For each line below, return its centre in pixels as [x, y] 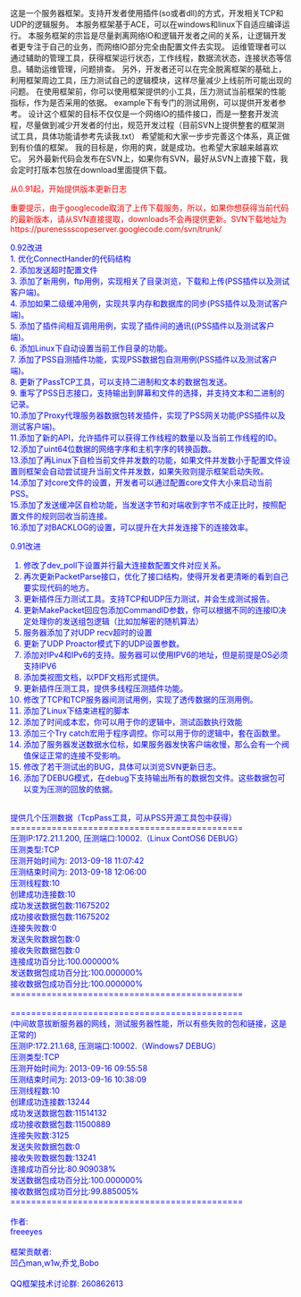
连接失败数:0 [33, 928]
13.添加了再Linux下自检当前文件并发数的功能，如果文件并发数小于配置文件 [146, 460]
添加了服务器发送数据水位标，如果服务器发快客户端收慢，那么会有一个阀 [156, 744]
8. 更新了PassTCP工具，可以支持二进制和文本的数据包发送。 [121, 382]
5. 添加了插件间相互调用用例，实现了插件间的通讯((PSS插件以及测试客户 [142, 326]
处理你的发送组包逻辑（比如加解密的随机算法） [117, 621]
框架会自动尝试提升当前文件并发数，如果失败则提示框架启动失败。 [147, 471]
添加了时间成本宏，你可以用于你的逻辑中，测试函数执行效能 [133, 722]
